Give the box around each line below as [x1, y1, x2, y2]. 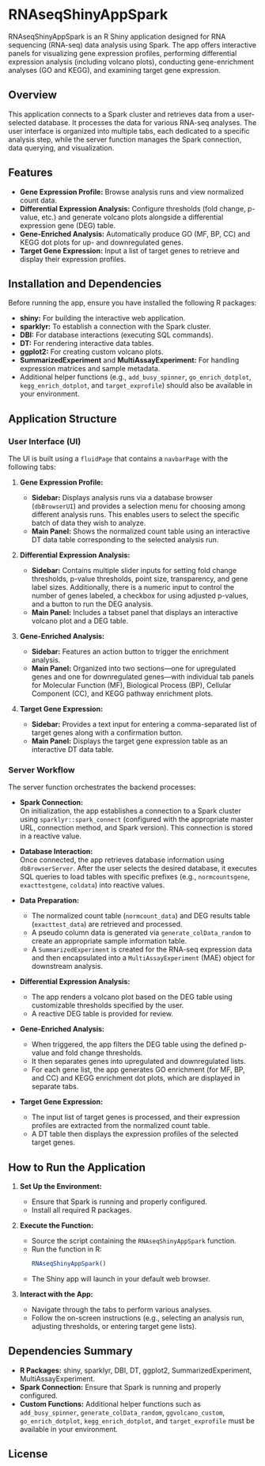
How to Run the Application [8, 1160, 146, 1174]
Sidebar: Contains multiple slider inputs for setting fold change [31, 566, 237, 575]
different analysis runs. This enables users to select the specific [31, 510, 240, 519]
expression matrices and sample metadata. [19, 364, 161, 374]
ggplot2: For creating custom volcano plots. [19, 347, 164, 357]
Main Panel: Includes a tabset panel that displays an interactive [31, 608, 239, 617]
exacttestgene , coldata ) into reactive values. [19, 880, 165, 890]
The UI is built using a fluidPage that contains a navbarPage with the [8, 454, 229, 464]
